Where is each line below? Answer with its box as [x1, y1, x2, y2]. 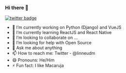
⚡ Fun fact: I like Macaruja [12, 62, 64, 69]
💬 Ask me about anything [12, 45, 63, 51]
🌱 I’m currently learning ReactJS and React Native [12, 30, 112, 36]
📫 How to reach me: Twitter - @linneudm [12, 50, 95, 56]
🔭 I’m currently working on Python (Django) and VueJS [12, 24, 122, 30]
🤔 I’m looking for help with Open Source [12, 40, 92, 46]
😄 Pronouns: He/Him [12, 57, 55, 63]
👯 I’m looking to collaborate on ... [12, 35, 78, 40]
